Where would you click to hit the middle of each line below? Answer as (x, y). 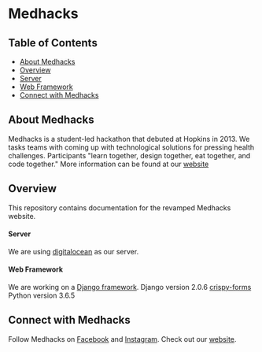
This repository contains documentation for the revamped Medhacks (120, 207)
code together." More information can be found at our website (109, 164)
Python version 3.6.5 (42, 295)
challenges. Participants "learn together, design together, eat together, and (129, 155)
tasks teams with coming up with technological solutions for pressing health (131, 147)
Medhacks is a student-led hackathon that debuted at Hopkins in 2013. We (129, 139)
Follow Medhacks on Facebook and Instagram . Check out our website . (122, 339)
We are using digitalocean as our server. (74, 251)
